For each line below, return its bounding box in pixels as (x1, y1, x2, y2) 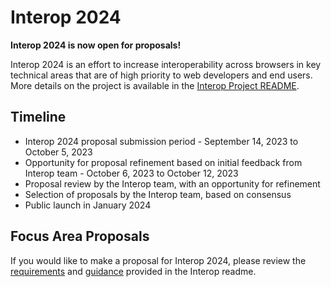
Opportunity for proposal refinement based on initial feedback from (24, 156, 303, 168)
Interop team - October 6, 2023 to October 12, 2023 (24, 167, 239, 179)
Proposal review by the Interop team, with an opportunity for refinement (24, 177, 321, 190)
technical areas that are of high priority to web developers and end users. (10, 69, 313, 81)
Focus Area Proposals (10, 228, 150, 245)
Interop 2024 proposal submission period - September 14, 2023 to (24, 135, 299, 147)
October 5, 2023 (24, 146, 93, 158)
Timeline (10, 109, 67, 126)
